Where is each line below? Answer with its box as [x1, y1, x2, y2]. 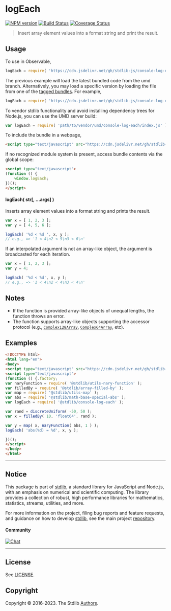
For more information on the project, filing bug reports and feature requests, [5, 510, 164, 516]
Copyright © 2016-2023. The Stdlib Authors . [5, 600, 99, 606]
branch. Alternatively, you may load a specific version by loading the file [5, 83, 157, 89]
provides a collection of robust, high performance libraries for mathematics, [5, 494, 164, 501]
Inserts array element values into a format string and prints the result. [5, 208, 151, 214]
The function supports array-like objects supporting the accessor [12, 318, 150, 325]
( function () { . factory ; [5, 376, 58, 381]
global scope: [5, 156, 34, 163]
